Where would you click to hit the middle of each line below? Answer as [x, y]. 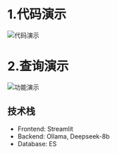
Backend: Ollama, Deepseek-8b [64, 136]
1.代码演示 [37, 14]
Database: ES [37, 143]
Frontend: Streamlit [45, 129]
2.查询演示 [38, 66]
